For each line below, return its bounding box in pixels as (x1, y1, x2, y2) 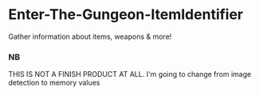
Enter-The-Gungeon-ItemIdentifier (8, 6, 244, 24)
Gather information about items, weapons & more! (8, 32, 172, 41)
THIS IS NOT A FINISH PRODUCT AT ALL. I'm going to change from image (8, 70, 252, 79)
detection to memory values (8, 78, 100, 88)
